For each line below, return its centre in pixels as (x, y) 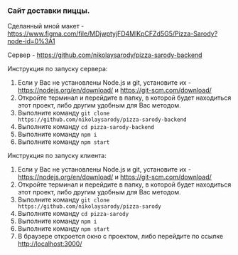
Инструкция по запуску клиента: (57, 156)
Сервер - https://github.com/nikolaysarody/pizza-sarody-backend (105, 55)
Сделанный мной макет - (46, 26)
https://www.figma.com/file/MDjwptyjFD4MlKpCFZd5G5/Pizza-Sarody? (113, 33)
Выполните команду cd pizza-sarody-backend (86, 127)
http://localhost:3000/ (50, 244)
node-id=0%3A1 (31, 41)
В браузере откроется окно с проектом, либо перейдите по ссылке (120, 236)
